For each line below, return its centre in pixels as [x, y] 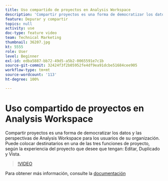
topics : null [19, 24]
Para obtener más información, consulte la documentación [65, 173]
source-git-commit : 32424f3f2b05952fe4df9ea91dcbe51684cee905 [71, 65]
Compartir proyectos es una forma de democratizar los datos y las [73, 133]
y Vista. [13, 154]
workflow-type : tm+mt [28, 70]
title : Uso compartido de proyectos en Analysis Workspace [68, 10]
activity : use [20, 28]
